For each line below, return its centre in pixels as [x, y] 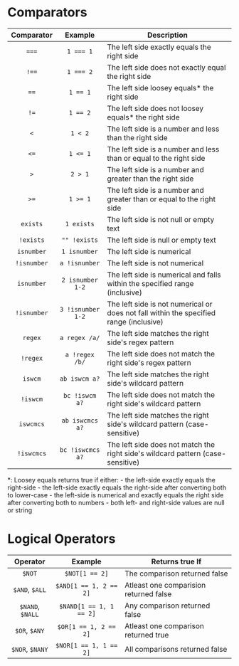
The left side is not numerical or [160, 304]
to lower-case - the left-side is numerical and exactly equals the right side [116, 495]
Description [168, 35]
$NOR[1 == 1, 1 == [87, 645]
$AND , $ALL [30, 589]
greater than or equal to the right [161, 199]
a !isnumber [80, 263]
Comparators [47, 12]
